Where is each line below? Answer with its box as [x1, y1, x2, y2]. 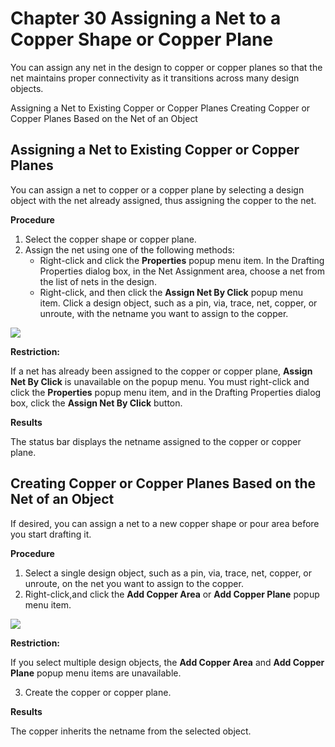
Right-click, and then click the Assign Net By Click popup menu [39, 286, 303, 298]
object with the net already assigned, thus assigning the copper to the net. [10, 194, 317, 206]
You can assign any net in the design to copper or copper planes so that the [10, 61, 323, 73]
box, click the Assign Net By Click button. [10, 397, 183, 409]
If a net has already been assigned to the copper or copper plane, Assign [10, 365, 313, 377]
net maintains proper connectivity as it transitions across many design [10, 72, 300, 84]
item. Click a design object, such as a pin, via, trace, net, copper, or [39, 297, 318, 309]
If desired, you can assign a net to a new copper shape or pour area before [10, 517, 320, 529]
